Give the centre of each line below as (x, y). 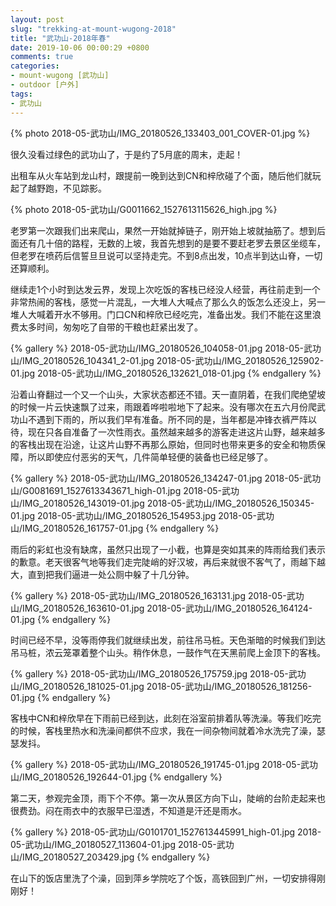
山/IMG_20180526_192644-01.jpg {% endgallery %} (116, 777)
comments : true (42, 57)
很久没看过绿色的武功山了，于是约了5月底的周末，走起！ (127, 154)
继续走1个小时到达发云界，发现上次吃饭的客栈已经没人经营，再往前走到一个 (165, 289)
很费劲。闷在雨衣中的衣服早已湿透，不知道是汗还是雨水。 (128, 810)
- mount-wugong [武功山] (60, 76)
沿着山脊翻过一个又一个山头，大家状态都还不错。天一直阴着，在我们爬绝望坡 (168, 394)
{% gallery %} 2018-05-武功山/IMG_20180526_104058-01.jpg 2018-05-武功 (166, 348)
